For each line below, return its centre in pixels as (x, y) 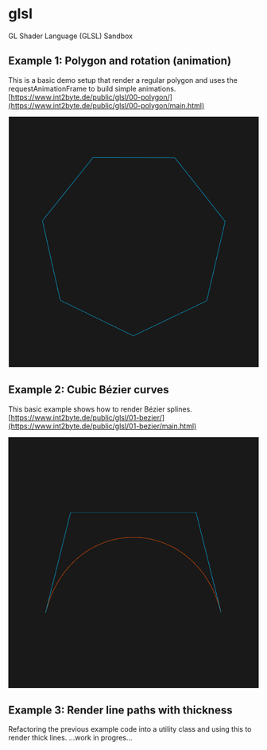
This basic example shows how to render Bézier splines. (100, 409)
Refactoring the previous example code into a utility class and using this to (130, 729)
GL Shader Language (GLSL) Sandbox (71, 36)
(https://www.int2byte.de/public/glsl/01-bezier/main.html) (103, 426)
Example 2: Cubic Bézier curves (89, 390)
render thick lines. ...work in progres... (70, 738)
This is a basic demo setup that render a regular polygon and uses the (123, 80)
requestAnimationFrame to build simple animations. (92, 88)
